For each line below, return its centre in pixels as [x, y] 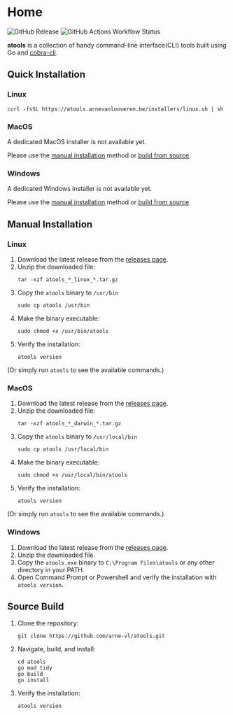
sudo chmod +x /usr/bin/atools [63, 331]
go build [30, 674]
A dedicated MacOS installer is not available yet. [77, 141]
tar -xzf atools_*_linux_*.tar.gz [68, 279]
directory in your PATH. [51, 569]
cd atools [32, 662]
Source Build [36, 606]
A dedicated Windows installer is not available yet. [80, 189]
